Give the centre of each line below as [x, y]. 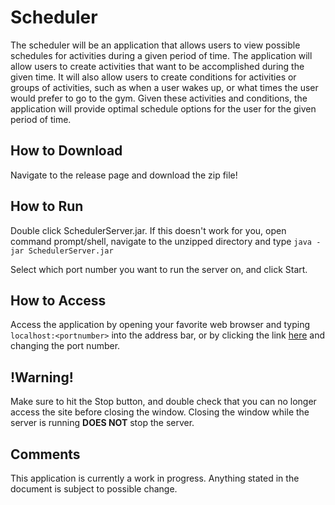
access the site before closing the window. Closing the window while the [160, 412]
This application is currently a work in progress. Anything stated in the [155, 478]
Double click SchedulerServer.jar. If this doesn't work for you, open [148, 230]
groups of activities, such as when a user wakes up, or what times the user [164, 87]
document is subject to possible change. [94, 489]
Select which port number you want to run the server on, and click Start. [159, 269]
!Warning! [42, 377]
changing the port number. [65, 346]
